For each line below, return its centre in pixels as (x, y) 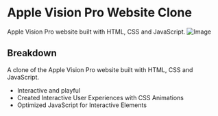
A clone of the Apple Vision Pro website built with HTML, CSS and (100, 69)
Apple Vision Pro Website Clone (99, 13)
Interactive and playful (49, 90)
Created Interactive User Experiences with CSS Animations (100, 97)
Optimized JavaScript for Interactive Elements (82, 105)
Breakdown (32, 53)
